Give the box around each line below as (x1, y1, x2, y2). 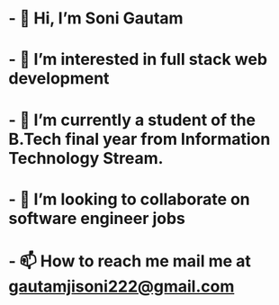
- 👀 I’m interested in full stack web (8, 49, 267, 70)
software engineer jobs (8, 208, 186, 229)
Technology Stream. (8, 148, 164, 168)
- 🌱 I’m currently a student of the (8, 110, 256, 130)
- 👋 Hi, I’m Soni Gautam (8, 8, 184, 29)
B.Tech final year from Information (8, 129, 271, 149)
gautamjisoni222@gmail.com (8, 276, 235, 296)
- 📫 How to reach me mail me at (8, 251, 251, 271)
